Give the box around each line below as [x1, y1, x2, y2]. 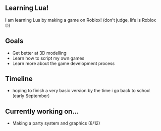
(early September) [12, 93, 50, 99]
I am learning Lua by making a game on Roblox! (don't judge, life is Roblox [5, 17, 156, 23]
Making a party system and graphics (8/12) [12, 120, 101, 126]
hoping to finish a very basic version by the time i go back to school [12, 88, 151, 94]
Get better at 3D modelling [12, 50, 67, 56]
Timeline [5, 75, 33, 83]
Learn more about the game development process [12, 60, 115, 66]
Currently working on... [5, 107, 79, 115]
